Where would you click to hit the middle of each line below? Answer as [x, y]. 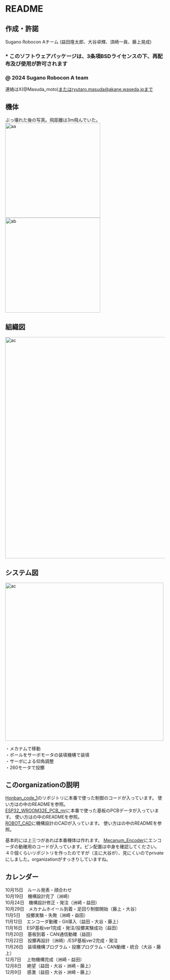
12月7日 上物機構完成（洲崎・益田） [45, 960]
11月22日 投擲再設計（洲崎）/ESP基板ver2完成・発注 [61, 941]
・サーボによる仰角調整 [30, 761]
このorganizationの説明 [42, 785]
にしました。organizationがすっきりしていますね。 [58, 859]
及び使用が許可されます [39, 64]
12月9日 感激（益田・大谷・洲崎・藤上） [49, 972]
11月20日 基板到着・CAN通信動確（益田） [50, 934]
